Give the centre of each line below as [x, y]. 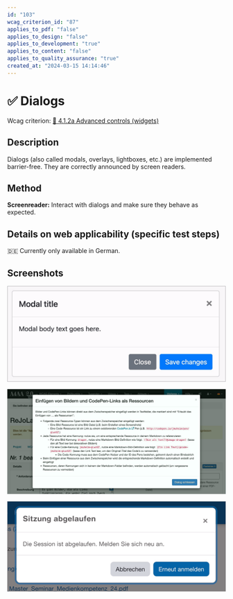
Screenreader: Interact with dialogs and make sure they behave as [103, 205]
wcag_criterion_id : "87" [43, 22]
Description [33, 142]
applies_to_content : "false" [49, 51]
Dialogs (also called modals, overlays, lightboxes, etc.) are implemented [110, 159]
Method [25, 188]
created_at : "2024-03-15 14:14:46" [59, 66]
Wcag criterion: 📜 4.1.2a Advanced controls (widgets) [83, 121]
